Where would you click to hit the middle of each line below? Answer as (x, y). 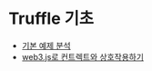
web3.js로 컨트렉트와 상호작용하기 (83, 56)
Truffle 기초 (51, 19)
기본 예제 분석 (46, 46)
